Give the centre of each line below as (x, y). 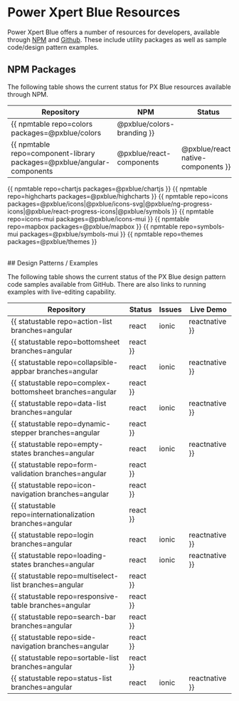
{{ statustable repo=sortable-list (65, 658)
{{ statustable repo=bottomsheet (65, 342)
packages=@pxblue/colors (56, 132)
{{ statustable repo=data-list (59, 403)
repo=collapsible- (88, 362)
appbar (23, 371)
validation (27, 473)
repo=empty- (80, 444)
